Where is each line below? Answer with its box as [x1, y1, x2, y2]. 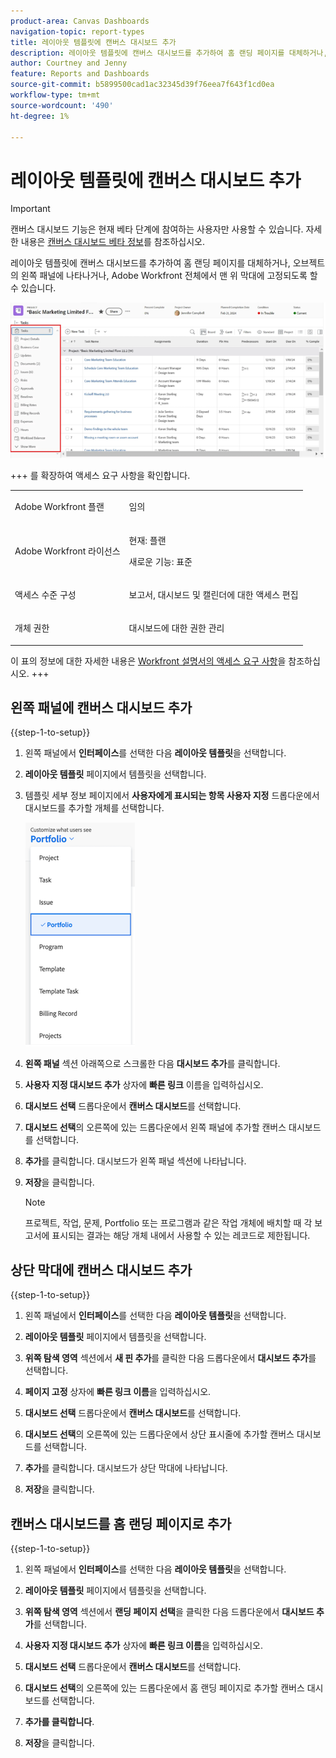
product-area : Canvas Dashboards [10, 16, 150, 26]
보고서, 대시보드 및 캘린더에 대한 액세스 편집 [128, 588, 299, 600]
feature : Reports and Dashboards [10, 69, 150, 79]
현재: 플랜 [128, 534, 167, 546]
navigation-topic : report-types [10, 26, 145, 37]
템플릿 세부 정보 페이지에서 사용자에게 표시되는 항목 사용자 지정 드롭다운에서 [24, 790, 320, 802]
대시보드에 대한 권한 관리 [128, 622, 225, 634]
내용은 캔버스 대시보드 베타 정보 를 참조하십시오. [20, 236, 206, 248]
